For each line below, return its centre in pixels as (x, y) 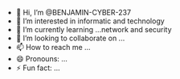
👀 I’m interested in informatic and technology (90, 21)
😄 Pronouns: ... (42, 59)
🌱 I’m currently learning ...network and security (94, 29)
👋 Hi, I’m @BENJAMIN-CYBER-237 (73, 12)
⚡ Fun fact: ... (38, 68)
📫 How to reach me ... (53, 47)
